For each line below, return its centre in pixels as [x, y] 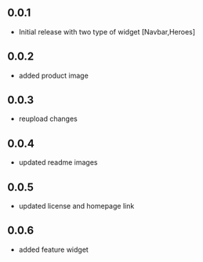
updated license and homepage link [76, 206]
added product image [54, 75]
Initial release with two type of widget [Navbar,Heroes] [107, 31]
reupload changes [48, 119]
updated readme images [58, 162]
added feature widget [54, 249]
